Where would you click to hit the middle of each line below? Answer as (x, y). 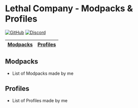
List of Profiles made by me (40, 100)
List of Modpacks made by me (43, 73)
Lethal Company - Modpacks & (69, 9)
